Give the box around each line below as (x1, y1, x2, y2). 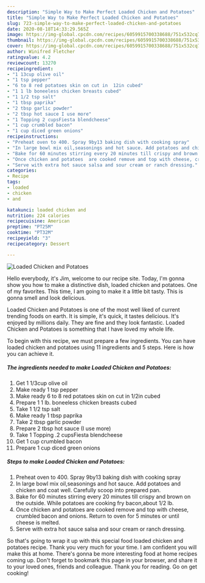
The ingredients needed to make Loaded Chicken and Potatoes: (7, 364, 172, 372)
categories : (7, 168, 37, 174)
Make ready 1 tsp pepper (15, 386, 78, 393)
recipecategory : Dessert (7, 241, 70, 247)
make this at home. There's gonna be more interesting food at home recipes (7, 549, 198, 557)
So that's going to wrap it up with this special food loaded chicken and (7, 537, 184, 544)
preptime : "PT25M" (7, 224, 54, 230)
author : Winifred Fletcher (7, 49, 75, 55)
